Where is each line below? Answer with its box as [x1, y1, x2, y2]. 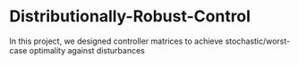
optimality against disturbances [29, 45, 145, 55]
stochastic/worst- [225, 36, 291, 46]
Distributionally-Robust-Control [9, 6, 251, 27]
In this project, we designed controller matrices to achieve [9, 36, 224, 46]
